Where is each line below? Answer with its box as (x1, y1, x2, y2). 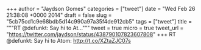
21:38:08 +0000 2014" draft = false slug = (6, 11, 112, 19)
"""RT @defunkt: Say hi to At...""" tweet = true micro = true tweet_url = (6, 24, 184, 31)
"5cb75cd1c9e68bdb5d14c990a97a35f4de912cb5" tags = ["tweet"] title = (6, 18, 192, 25)
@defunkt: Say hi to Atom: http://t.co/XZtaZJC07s (6, 37, 131, 44)
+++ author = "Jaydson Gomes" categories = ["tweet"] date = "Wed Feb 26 (6, 5, 196, 12)
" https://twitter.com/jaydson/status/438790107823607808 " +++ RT (6, 31, 177, 38)
